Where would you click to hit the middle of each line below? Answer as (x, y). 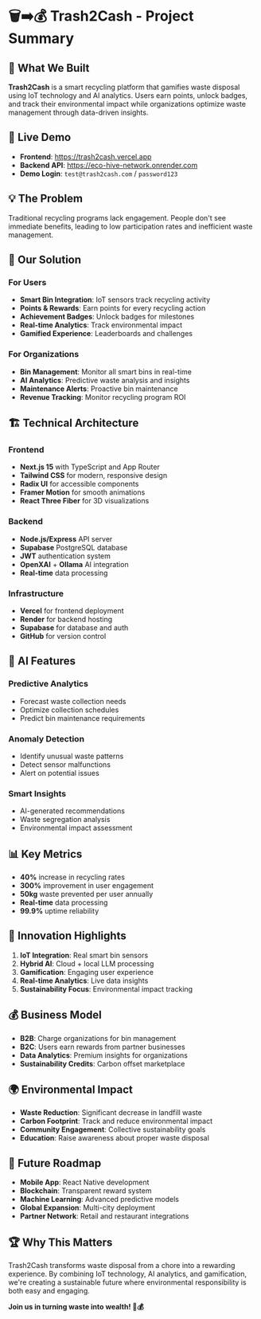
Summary (41, 39)
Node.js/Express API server (66, 538)
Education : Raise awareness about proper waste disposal (114, 1138)
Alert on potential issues (59, 773)
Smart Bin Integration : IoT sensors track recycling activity (115, 299)
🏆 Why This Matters (60, 1242)
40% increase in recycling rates (72, 877)
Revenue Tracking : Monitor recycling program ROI (103, 397)
